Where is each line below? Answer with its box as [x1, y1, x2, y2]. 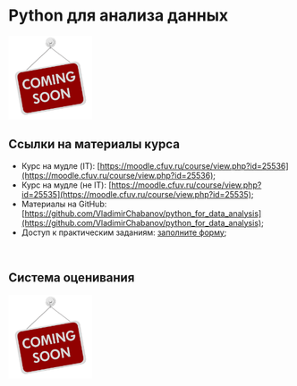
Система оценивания [8, 270, 135, 286]
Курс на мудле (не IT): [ [21, 180, 113, 190]
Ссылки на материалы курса [8, 137, 181, 152]
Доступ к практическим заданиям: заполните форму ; [21, 227, 227, 238]
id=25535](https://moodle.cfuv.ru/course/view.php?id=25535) [21, 189, 252, 199]
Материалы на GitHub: [21, 198, 107, 209]
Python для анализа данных [8, 5, 229, 26]
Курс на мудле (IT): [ [21, 160, 100, 171]
